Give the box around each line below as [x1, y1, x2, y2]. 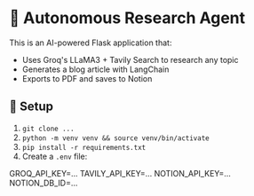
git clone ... [21, 124, 75, 133]
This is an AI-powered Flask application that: [9, 37, 172, 48]
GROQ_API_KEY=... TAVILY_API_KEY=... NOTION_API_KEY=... [9, 168, 231, 178]
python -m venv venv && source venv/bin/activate [21, 133, 210, 143]
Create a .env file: [21, 151, 88, 161]
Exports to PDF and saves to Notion [21, 73, 153, 83]
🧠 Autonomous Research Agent [9, 8, 246, 28]
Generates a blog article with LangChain [21, 64, 170, 74]
